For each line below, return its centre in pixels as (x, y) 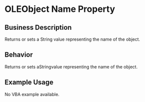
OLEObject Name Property (60, 9)
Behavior (19, 55)
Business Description (38, 27)
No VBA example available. (32, 94)
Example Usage (29, 82)
